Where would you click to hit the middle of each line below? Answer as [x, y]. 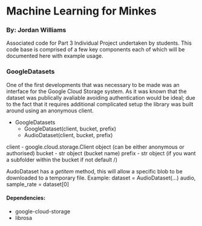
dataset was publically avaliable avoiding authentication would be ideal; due [101, 97]
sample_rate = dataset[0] [38, 184]
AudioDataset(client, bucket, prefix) [68, 135]
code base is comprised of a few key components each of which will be [96, 50]
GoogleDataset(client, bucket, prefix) [70, 129]
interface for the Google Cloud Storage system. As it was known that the [96, 91]
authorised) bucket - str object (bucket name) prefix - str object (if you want [101, 153]
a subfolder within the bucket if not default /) [62, 160]
